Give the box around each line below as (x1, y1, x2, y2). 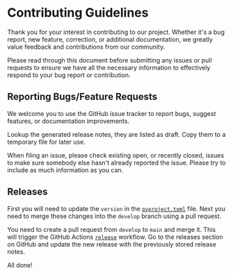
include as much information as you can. (7, 165, 124, 174)
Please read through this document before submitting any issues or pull (7, 56, 212, 64)
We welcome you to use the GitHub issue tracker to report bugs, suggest (7, 109, 216, 117)
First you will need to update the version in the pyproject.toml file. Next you (7, 204, 226, 212)
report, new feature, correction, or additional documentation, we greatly (7, 35, 214, 43)
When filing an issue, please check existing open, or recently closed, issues (7, 151, 225, 159)
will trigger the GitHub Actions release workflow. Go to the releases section (7, 233, 223, 241)
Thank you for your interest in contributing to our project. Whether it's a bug (7, 28, 225, 36)
